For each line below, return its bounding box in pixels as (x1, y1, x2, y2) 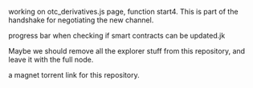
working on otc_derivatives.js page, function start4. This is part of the (8, 7, 239, 16)
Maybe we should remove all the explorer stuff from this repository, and (8, 46, 246, 55)
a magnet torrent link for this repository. (8, 70, 140, 79)
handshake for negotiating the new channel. (8, 15, 154, 25)
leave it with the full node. (8, 55, 94, 64)
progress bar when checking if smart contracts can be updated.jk (8, 31, 226, 40)
